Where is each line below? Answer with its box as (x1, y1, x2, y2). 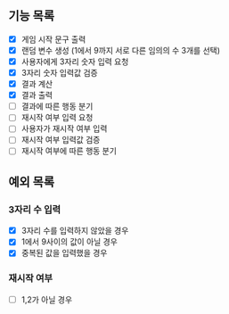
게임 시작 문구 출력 (20, 34, 86, 45)
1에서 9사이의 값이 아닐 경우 (20, 236, 118, 247)
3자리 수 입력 (8, 203, 61, 216)
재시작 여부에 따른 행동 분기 (20, 145, 118, 156)
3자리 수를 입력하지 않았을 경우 (20, 226, 129, 236)
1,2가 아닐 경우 (20, 293, 73, 305)
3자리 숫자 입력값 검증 (20, 68, 99, 78)
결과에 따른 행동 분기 (20, 101, 94, 112)
